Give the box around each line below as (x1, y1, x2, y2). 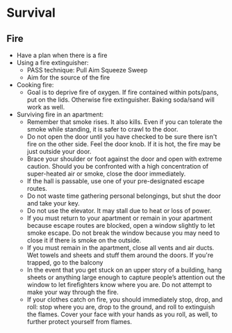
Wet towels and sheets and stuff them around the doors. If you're (26, 251, 214, 259)
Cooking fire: (16, 81, 54, 88)
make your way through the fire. (26, 288, 119, 296)
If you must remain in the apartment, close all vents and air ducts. (26, 244, 215, 251)
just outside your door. (26, 148, 92, 155)
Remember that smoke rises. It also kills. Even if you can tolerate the (26, 118, 223, 126)
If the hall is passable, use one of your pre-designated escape (26, 177, 205, 185)
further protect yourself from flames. (26, 318, 133, 325)
